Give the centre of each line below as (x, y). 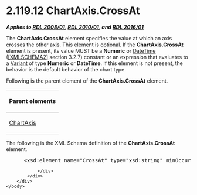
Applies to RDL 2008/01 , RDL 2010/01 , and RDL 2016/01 (75, 27)
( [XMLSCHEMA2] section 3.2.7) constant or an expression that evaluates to (97, 57)
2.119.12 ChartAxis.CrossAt (73, 11)
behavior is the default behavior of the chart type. (66, 69)
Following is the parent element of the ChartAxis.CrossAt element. (87, 81)
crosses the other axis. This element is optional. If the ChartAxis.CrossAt (95, 45)
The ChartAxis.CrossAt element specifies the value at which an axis (89, 38)
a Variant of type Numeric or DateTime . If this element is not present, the (95, 63)
